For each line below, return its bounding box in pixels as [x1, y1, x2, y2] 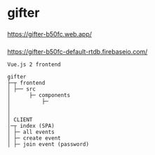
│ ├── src [7, 86, 36, 93]
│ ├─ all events [7, 128, 55, 136]
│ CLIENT [7, 116, 33, 123]
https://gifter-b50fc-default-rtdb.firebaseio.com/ [7, 48, 148, 56]
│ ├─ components [7, 92, 71, 99]
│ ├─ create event [7, 135, 61, 142]
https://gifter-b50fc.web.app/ [7, 30, 93, 39]
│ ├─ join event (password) [7, 141, 90, 148]
